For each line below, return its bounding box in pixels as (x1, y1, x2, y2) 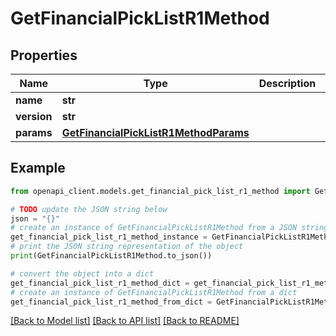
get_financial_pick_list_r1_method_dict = (10, 278, 190, 288)
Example (10, 160, 66, 177)
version (15, 110, 53, 123)
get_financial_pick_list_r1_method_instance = (10, 232, 208, 242)
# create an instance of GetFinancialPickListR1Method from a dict (10, 287, 298, 297)
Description (258, 77, 317, 90)
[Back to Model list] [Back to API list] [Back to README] (10, 315, 240, 327)
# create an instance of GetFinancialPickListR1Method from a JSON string (10, 223, 329, 233)
